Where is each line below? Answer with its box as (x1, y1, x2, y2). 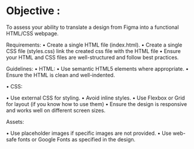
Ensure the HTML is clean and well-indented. (6, 71, 115, 78)
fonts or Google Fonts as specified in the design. (18, 135, 136, 143)
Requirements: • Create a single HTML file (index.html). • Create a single (6, 41, 182, 48)
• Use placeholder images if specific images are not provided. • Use (6, 130, 172, 137)
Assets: (6, 118, 25, 125)
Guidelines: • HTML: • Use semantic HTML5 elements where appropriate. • (6, 65, 189, 72)
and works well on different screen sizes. (6, 107, 106, 114)
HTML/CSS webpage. (6, 29, 59, 37)
